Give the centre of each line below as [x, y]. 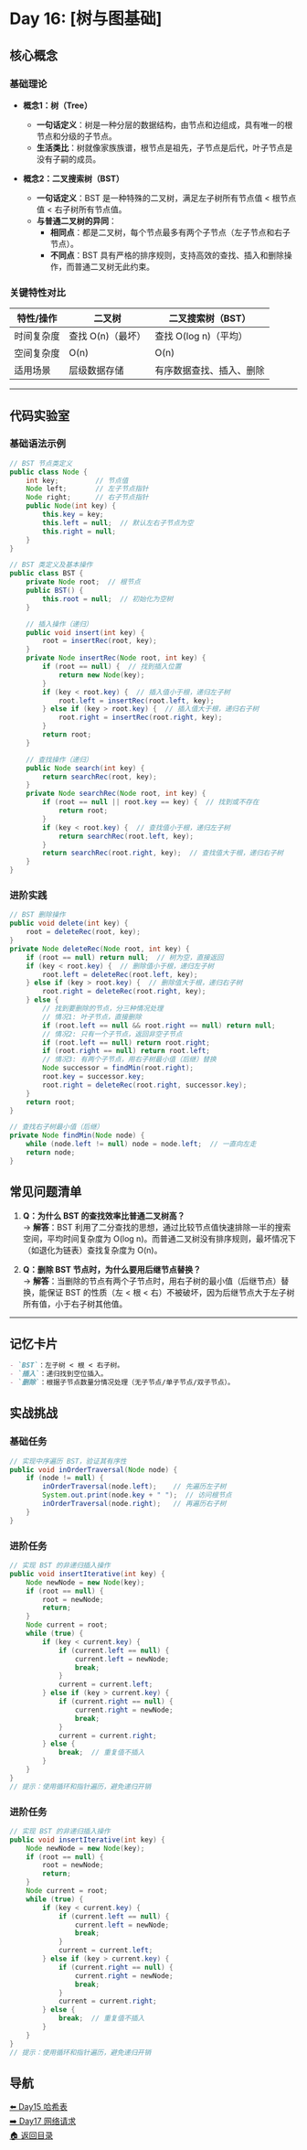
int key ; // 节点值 [77, 480]
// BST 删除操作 [37, 915]
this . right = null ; [79, 532]
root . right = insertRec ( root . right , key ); [140, 718]
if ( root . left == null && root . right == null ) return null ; [159, 1026]
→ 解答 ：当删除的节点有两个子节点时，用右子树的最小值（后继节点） [152, 1281]
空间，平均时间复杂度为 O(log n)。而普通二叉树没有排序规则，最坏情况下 [159, 1238]
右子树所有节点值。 [90, 209]
